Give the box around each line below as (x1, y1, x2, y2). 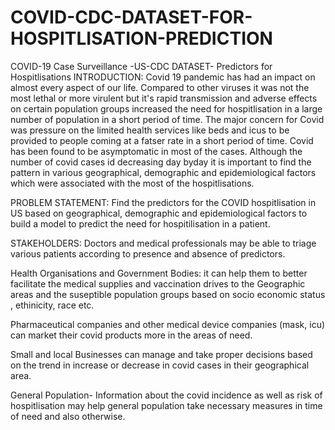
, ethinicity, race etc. (10, 299, 95, 311)
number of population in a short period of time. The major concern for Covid (10, 113, 325, 125)
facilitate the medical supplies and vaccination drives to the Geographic (10, 277, 306, 290)
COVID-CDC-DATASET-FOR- (10, 6, 253, 29)
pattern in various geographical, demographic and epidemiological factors (10, 166, 317, 178)
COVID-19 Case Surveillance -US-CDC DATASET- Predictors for (10, 60, 273, 72)
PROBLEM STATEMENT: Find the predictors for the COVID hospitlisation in (10, 196, 317, 208)
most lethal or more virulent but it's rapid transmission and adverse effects (10, 92, 318, 104)
